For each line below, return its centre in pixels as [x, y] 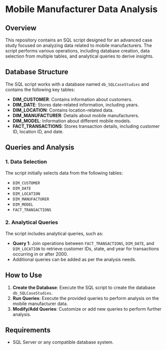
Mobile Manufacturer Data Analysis [81, 9]
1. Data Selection [26, 162]
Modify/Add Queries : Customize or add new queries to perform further [87, 309]
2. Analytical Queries [32, 222]
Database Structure [37, 72]
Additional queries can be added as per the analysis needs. [74, 259]
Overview [21, 28]
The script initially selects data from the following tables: [64, 173]
